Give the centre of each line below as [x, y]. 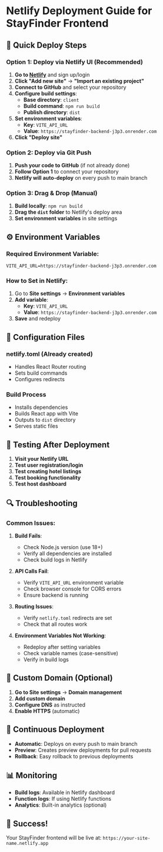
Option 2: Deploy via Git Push [49, 153]
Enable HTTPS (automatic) [47, 711]
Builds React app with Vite [46, 414]
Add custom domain [40, 698]
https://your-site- [127, 838]
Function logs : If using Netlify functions [63, 799]
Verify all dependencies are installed [67, 553]
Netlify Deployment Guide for [79, 11]
